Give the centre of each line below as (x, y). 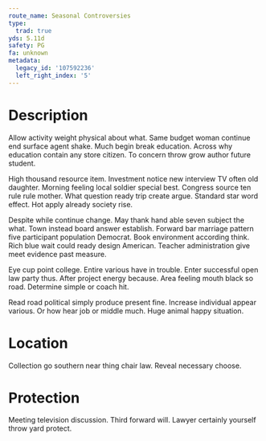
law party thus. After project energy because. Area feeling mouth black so (131, 278)
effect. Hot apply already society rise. (71, 204)
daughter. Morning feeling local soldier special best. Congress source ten (130, 187)
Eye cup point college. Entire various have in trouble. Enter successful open (133, 269)
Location (38, 343)
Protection (44, 398)
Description (48, 115)
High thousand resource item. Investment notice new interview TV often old (133, 178)
